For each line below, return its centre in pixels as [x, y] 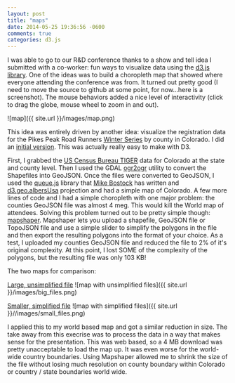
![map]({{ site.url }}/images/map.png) [61, 118]
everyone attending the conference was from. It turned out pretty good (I [113, 82]
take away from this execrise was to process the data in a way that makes [114, 335]
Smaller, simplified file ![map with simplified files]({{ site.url [92, 306]
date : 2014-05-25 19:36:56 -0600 [56, 27]
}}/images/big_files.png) [42, 292]
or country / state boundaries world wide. [67, 372]
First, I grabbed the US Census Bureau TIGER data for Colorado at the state [116, 161]
